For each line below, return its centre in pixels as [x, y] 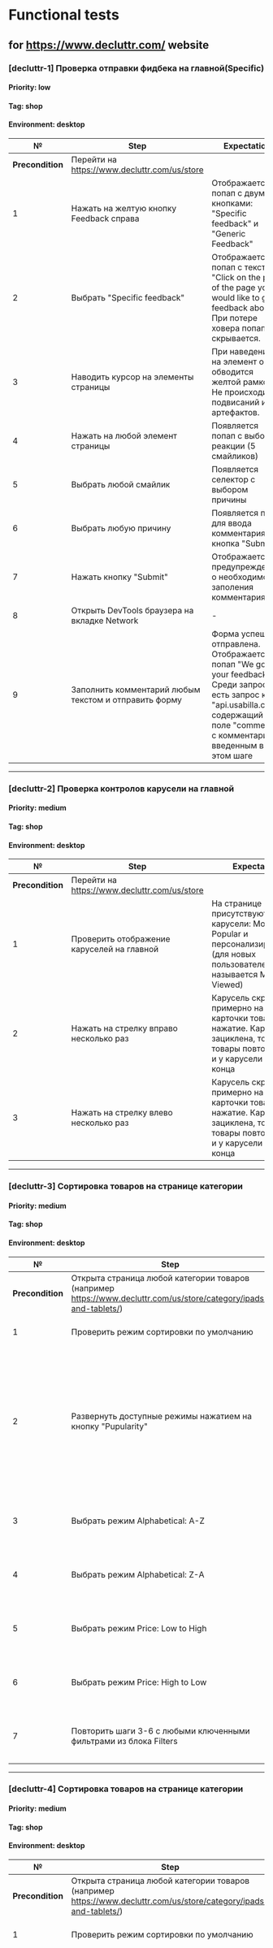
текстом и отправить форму [127, 699]
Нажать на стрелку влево [122, 1113]
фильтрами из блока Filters [124, 1741]
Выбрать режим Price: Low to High [139, 1628]
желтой [226, 382]
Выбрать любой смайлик [121, 484]
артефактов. [235, 412]
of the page [233, 288]
